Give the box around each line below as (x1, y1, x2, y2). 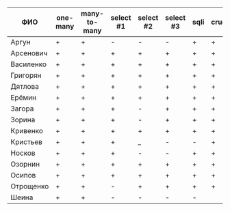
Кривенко (10, 126, 43, 135)
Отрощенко (10, 182, 49, 191)
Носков (10, 148, 36, 158)
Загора (10, 104, 34, 113)
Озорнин (10, 160, 40, 169)
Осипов (10, 171, 36, 180)
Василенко (10, 59, 47, 69)
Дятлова (10, 82, 40, 91)
